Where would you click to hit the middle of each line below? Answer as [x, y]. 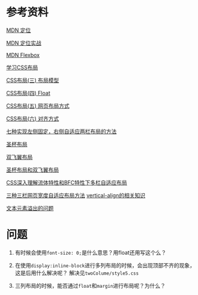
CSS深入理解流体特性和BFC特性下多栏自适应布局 [67, 182]
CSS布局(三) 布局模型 [33, 80]
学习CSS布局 [22, 67]
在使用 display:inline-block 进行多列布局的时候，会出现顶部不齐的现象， [105, 265]
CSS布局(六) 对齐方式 [33, 119]
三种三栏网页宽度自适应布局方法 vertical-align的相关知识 [76, 195]
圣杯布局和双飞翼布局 [32, 170]
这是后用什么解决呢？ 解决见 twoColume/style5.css [77, 273]
